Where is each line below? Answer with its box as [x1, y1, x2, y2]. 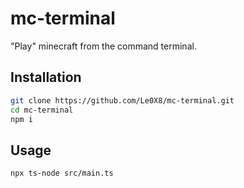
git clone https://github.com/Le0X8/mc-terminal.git [10, 95, 235, 106]
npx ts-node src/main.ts [10, 168, 114, 179]
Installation [10, 69, 82, 86]
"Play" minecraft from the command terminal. [10, 40, 197, 52]
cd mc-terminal [10, 105, 74, 115]
